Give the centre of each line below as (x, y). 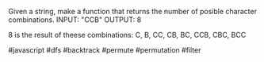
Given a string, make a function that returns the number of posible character (133, 11)
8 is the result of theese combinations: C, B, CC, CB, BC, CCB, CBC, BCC (127, 35)
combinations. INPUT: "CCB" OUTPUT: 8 (75, 20)
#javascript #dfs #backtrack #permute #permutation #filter (105, 50)
